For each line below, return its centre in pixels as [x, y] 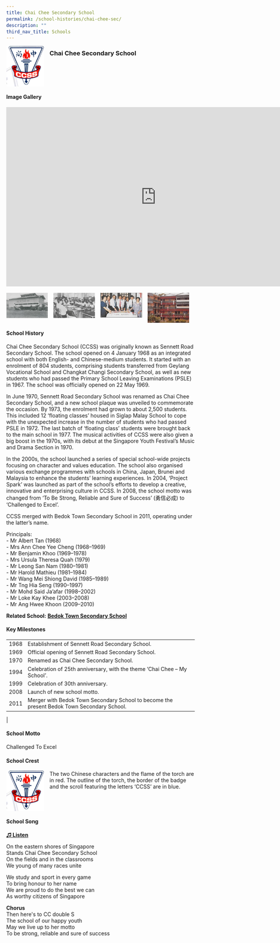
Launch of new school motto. [63, 692]
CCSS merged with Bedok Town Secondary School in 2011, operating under [99, 516]
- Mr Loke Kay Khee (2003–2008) [48, 598]
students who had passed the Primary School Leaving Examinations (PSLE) [99, 378]
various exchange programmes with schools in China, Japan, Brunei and [95, 471]
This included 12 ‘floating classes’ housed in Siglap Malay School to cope [96, 415]
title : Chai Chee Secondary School [51, 13]
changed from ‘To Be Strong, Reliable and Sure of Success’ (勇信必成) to [95, 498]
